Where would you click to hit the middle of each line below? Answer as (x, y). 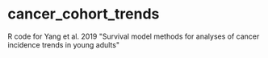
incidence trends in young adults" (64, 44)
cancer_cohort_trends (84, 14)
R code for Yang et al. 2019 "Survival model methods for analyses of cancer (134, 36)
